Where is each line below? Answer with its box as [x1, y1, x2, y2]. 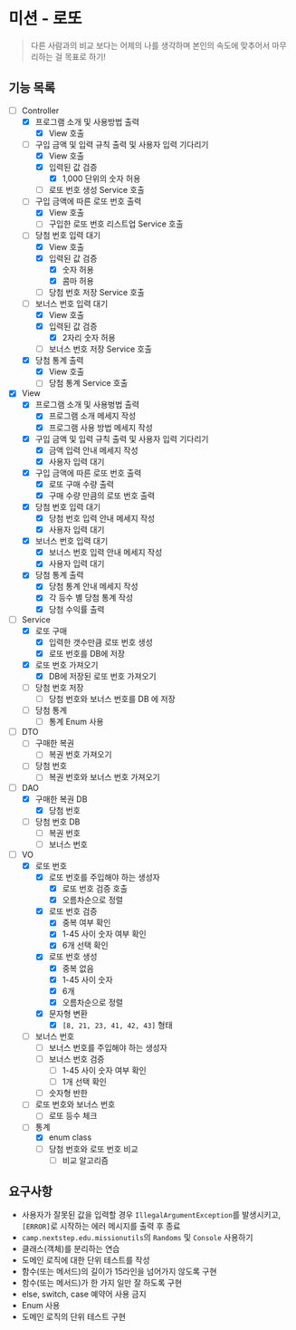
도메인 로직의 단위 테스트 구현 [21, 1311, 126, 1323]
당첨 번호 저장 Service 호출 [48, 286, 146, 297]
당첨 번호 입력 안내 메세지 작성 [48, 513, 156, 524]
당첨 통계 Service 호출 [48, 378, 129, 389]
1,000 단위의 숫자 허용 [62, 173, 141, 184]
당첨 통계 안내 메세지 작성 [48, 581, 138, 592]
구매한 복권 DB [34, 794, 88, 805]
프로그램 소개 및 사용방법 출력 [34, 116, 139, 127]
